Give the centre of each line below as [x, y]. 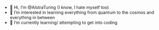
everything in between [32, 17]
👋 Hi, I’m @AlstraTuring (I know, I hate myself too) [59, 7]
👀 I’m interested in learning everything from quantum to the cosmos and [82, 12]
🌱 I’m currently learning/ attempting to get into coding [64, 22]
